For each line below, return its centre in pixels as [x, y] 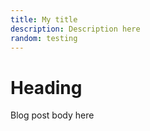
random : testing [44, 38]
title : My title [44, 19]
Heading [46, 87]
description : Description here [75, 29]
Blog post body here [52, 115]
